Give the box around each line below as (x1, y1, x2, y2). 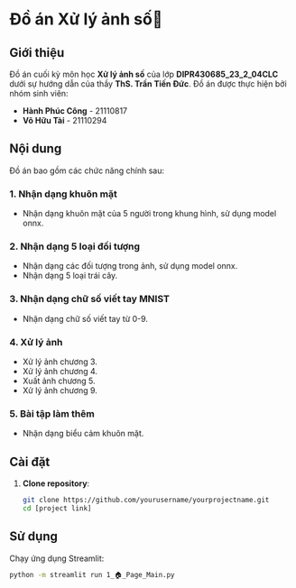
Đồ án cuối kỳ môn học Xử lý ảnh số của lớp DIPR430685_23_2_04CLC (9, 69, 279, 79)
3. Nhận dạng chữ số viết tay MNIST (9, 293, 170, 306)
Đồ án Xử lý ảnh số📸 (9, 9, 163, 30)
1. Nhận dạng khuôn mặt (9, 188, 117, 200)
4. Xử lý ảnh (9, 335, 63, 348)
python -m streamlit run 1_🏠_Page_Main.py (9, 570, 175, 579)
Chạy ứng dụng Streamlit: (9, 553, 105, 564)
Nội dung (9, 141, 62, 157)
